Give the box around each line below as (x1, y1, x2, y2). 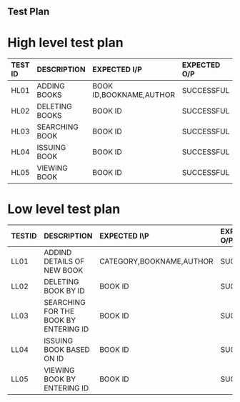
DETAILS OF (44, 256, 85, 266)
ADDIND (44, 248, 72, 258)
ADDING (36, 81, 66, 91)
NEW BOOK (44, 266, 84, 276)
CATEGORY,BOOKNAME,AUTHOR (99, 256, 214, 266)
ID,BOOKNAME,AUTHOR (92, 90, 176, 100)
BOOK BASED (44, 345, 91, 355)
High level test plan (7, 34, 124, 51)
